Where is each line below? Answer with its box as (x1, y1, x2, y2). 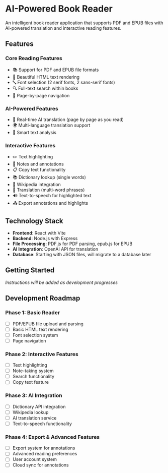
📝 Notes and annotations (12, 161, 64, 167)
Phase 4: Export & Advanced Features (5, 433, 100, 440)
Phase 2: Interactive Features (5, 350, 79, 358)
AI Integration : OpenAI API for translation (12, 246, 99, 252)
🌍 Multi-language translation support (12, 122, 91, 128)
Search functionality (12, 374, 54, 380)
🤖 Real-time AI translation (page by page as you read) (12, 116, 124, 123)
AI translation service (12, 415, 57, 421)
